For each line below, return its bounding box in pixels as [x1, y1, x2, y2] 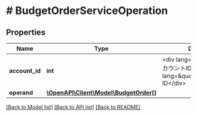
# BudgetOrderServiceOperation [6, 4, 168, 17]
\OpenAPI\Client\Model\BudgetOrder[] [46, 89, 157, 97]
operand [9, 89, 33, 97]
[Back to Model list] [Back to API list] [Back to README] [6, 104, 141, 110]
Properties [6, 27, 46, 37]
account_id [9, 67, 41, 75]
